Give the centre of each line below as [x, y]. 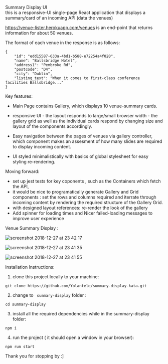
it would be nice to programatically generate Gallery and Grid [75, 192]
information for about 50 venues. [39, 33]
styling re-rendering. [34, 162]
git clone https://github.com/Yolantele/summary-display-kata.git [76, 286]
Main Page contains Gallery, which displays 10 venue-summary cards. [85, 106]
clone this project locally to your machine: [56, 277]
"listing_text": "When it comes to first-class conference [77, 78]
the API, [21, 187]
